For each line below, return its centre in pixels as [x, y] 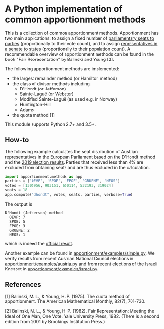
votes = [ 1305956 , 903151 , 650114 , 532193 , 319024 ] [59, 185]
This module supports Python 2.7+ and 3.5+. [50, 124]
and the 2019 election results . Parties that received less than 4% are [74, 162]
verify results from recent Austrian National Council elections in [69, 259]
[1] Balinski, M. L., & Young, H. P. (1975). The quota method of [67, 296]
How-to [17, 140]
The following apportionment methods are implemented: [62, 69]
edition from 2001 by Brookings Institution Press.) [55, 321]
